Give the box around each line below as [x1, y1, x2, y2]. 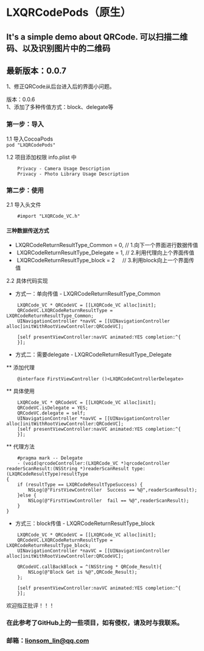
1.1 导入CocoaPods [6, 135, 54, 142]
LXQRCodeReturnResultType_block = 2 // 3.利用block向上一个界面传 [16, 257, 195, 264]
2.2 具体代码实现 [6, 277, 49, 285]
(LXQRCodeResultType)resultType [6, 471, 88, 478]
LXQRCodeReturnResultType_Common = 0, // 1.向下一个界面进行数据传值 [15, 242, 199, 249]
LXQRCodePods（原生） [6, 5, 132, 19]
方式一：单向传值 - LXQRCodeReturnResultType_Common [15, 290, 161, 298]
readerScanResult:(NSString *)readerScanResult [6, 466, 130, 472]
